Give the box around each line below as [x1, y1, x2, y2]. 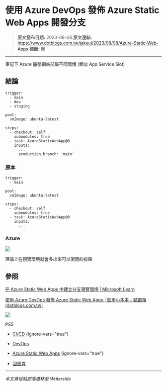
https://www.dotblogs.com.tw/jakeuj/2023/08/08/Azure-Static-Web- [17, 40, 159, 46]
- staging [9, 103, 30, 108]
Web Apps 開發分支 [5, 17, 86, 28]
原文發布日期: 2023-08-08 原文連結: [17, 34, 92, 40]
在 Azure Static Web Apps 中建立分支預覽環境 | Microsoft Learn [5, 287, 135, 292]
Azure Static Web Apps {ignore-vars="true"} [12, 350, 104, 356]
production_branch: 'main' [18, 151, 75, 157]
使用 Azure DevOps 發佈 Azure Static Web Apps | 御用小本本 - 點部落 [5, 297, 147, 303]
